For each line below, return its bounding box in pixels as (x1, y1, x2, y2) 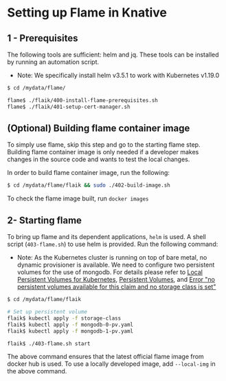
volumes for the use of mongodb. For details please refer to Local (16, 268, 203, 276)
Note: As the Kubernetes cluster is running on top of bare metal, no (16, 254, 207, 262)
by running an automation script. (7, 58, 100, 66)
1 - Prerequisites (7, 32, 78, 44)
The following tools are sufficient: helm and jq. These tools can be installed (7, 50, 219, 59)
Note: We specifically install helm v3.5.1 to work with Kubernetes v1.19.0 (16, 71, 220, 79)
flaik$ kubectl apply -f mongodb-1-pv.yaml (7, 327, 134, 335)
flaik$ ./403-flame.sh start (7, 340, 91, 347)
